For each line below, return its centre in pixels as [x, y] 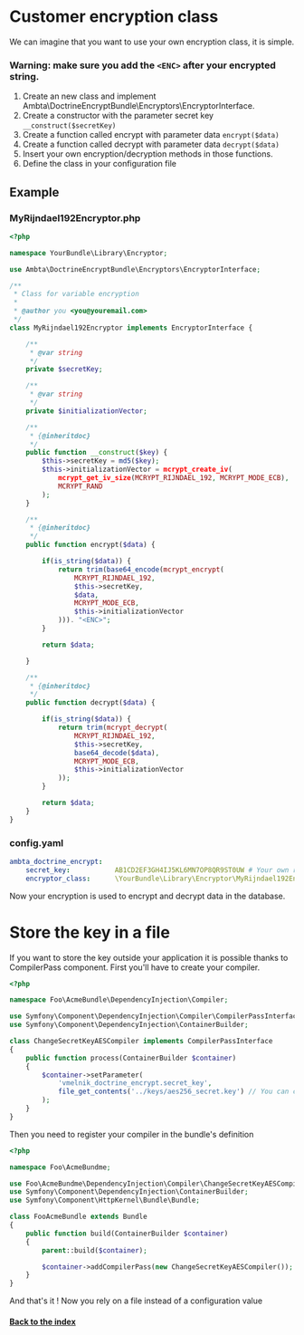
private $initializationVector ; [86, 411]
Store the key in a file [90, 932]
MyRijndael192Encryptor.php [75, 217]
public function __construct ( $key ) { [97, 453]
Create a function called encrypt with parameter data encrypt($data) [151, 135]
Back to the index [43, 1321]
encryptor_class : [58, 879]
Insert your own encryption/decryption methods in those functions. [147, 154]
